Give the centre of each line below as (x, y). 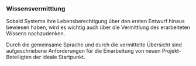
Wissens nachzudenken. (36, 34)
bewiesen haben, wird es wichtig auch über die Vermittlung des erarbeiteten (98, 27)
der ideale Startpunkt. (59, 57)
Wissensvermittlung (36, 9)
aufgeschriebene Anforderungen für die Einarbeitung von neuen (83, 51)
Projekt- (171, 51)
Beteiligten (19, 57)
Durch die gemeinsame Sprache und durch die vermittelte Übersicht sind (94, 45)
